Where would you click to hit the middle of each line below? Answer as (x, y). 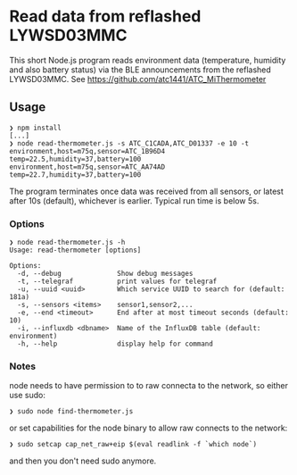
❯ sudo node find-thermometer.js (71, 412)
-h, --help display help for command (115, 344)
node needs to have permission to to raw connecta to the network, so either (148, 386)
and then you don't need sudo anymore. (83, 461)
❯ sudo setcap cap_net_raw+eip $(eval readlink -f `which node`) (133, 445)
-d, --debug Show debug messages (105, 274)
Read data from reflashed (105, 17)
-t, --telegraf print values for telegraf (117, 282)
